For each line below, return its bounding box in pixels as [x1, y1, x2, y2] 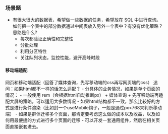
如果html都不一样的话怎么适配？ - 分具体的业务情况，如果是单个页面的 [14, 86, 160, 92]
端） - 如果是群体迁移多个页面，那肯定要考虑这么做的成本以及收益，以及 [5, 111, 156, 117]
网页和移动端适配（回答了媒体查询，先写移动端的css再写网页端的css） [5, 79, 152, 85]
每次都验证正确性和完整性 [20, 36, 74, 42]
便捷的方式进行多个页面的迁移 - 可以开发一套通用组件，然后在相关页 [18, 117, 160, 123]
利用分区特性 [20, 48, 47, 54]
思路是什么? [12, 29, 37, 36]
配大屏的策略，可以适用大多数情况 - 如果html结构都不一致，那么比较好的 [5, 98, 156, 104]
